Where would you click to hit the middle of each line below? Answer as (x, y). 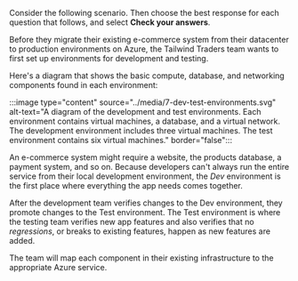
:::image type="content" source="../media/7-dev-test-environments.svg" (143, 102)
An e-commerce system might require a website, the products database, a (145, 157)
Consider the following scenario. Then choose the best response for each (145, 13)
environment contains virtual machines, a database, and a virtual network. (145, 121)
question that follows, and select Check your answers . (110, 22)
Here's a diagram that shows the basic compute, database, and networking (147, 76)
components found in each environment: (84, 85)
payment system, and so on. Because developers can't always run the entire (149, 167)
